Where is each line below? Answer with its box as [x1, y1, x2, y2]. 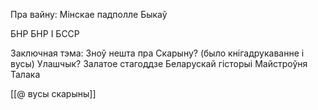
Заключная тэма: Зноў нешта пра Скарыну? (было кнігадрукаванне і [10, 47, 305, 59]
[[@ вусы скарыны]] [10, 88, 97, 99]
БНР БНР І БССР [10, 28, 80, 39]
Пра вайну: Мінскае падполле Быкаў [10, 9, 168, 20]
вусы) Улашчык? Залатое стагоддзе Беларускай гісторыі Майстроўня [10, 58, 308, 69]
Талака [10, 69, 41, 80]
